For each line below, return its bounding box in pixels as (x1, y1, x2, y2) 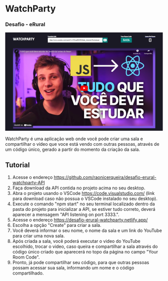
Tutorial (5, 161, 30, 169)
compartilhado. (12, 270, 44, 276)
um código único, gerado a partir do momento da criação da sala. (5, 146, 140, 152)
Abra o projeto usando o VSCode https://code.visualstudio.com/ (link (12, 190, 155, 196)
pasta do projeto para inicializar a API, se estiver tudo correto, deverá (12, 206, 156, 212)
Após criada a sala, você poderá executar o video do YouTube (12, 238, 141, 244)
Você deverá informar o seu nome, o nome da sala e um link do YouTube (12, 227, 162, 233)
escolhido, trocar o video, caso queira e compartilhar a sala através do (12, 243, 158, 249)
